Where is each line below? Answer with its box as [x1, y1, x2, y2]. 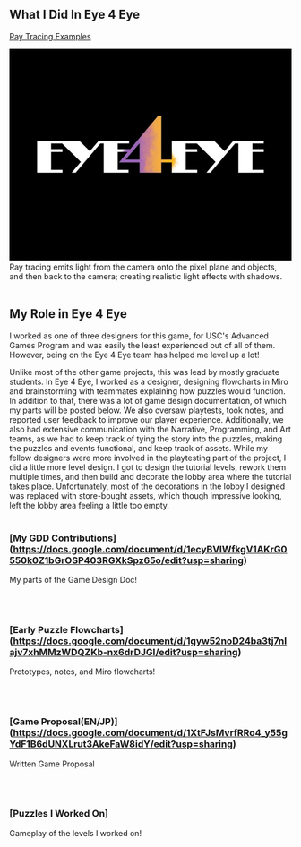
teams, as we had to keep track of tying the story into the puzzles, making [9, 433, 283, 444]
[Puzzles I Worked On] [9, 808, 109, 820]
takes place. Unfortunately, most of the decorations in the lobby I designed [9, 481, 286, 492]
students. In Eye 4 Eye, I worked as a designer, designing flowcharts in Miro [9, 376, 288, 387]
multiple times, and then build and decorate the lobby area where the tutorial [9, 471, 292, 482]
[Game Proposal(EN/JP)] [9, 715, 118, 728]
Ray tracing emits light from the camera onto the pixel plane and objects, [9, 261, 278, 272]
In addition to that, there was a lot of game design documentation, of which [9, 395, 287, 406]
